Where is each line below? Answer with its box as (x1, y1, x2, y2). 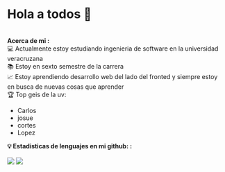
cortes (17, 121, 36, 129)
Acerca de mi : (7, 36, 50, 44)
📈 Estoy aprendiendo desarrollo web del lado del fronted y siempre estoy (7, 72, 218, 80)
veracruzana (7, 54, 44, 62)
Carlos (17, 106, 37, 114)
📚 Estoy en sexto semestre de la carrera (7, 62, 124, 70)
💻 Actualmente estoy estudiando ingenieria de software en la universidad (7, 44, 219, 53)
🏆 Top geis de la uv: (7, 90, 67, 98)
